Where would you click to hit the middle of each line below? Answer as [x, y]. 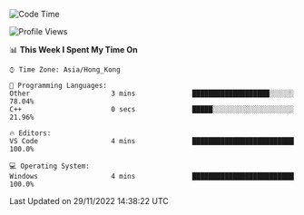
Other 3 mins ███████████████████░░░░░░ [152, 93]
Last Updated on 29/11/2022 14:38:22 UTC [89, 201]
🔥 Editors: [30, 133]
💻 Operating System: [50, 166]
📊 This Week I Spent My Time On [74, 49]
